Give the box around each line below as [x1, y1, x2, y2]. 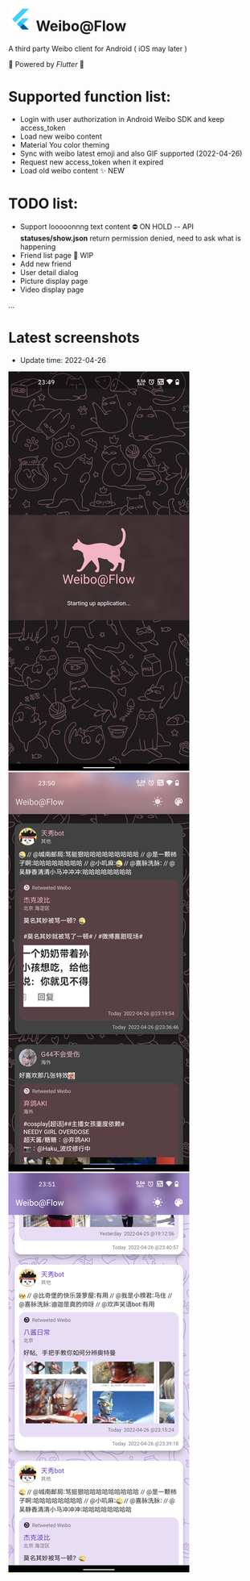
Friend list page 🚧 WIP [19, 250, 94, 260]
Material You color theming [19, 140, 110, 149]
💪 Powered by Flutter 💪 [8, 59, 84, 69]
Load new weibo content [19, 131, 102, 141]
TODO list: [8, 194, 79, 213]
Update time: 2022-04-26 [19, 355, 107, 365]
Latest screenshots [8, 329, 140, 347]
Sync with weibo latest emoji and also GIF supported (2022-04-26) [19, 148, 243, 158]
